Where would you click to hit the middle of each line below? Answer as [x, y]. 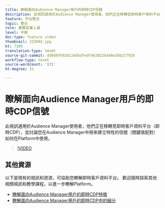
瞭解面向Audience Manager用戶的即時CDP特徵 [60, 194]
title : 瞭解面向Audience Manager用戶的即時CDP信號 [54, 10]
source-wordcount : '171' [30, 64]
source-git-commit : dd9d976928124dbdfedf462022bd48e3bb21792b [70, 55]
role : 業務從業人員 [23, 28]
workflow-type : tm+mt [27, 60]
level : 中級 [16, 32]
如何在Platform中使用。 [29, 138]
